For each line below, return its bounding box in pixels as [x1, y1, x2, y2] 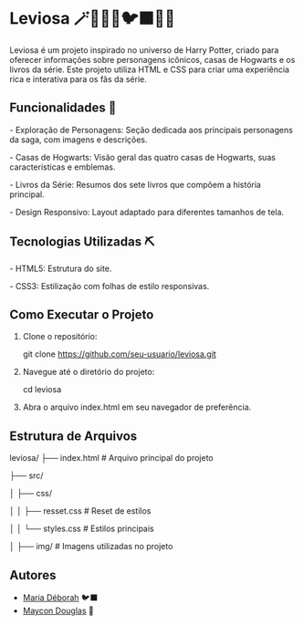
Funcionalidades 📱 [9, 100, 117, 116]
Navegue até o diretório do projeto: [22, 367, 155, 378]
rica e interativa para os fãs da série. [9, 73, 148, 84]
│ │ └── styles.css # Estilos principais [9, 523, 155, 535]
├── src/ [9, 470, 44, 481]
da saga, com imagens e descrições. [9, 134, 148, 145]
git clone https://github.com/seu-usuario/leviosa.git [22, 349, 216, 359]
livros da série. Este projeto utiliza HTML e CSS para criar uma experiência [9, 64, 290, 75]
